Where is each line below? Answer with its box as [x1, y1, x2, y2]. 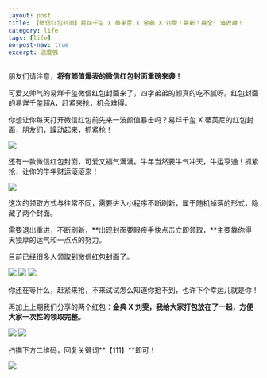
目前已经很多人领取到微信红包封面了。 [8, 252, 133, 261]
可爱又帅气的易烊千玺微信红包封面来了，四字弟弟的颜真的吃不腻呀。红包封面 [8, 88, 259, 98]
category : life [8, 26, 59, 34]
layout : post [8, 11, 52, 20]
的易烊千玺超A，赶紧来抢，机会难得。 [8, 98, 132, 107]
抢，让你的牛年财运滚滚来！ [8, 167, 99, 175]
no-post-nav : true [8, 41, 69, 49]
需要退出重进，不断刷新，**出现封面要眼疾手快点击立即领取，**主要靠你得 [8, 226, 253, 234]
